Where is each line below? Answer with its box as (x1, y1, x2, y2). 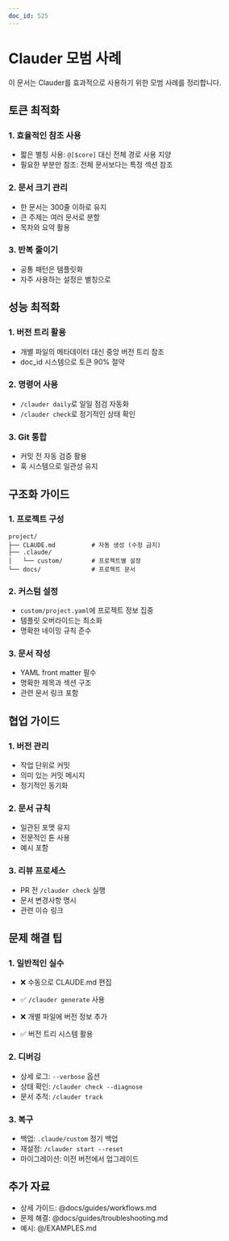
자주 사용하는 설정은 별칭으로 (19, 274, 111, 284)
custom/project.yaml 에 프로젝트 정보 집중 (19, 606, 154, 615)
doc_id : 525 (8, 11, 48, 20)
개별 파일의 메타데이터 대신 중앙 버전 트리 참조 (19, 346, 164, 356)
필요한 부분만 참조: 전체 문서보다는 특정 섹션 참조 (19, 159, 173, 170)
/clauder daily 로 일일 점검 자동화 (19, 398, 129, 409)
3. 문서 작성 (8, 648, 51, 660)
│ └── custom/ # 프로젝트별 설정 (8, 556, 141, 565)
